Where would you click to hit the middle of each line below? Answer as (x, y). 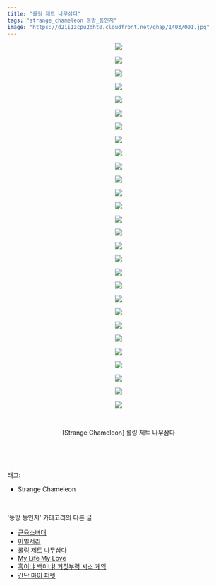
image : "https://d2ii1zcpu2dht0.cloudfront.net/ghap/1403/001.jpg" (109, 27)
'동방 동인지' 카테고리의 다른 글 (50, 517)
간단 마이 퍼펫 (36, 575)
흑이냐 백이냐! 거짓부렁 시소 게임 (62, 567)
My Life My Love (42, 558)
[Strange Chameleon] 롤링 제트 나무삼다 (119, 433)
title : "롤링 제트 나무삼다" (44, 14)
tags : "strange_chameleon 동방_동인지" (62, 20)
